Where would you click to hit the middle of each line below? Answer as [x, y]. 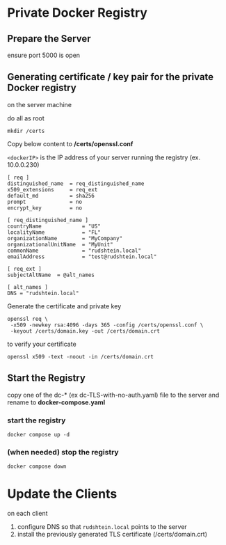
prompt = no [45, 202]
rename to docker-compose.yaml [56, 402]
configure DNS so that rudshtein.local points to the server [102, 527]
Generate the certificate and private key [64, 306]
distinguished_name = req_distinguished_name [76, 183]
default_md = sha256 [51, 196]
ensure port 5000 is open [44, 55]
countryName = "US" [54, 226]
